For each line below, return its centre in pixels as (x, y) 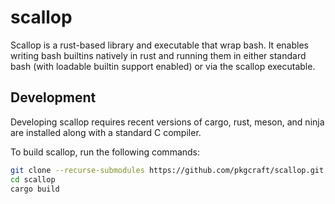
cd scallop (33, 179)
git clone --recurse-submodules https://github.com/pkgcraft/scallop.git (167, 170)
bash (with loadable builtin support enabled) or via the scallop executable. (163, 66)
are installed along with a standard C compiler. (106, 132)
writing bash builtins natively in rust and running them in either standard (158, 55)
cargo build (35, 189)
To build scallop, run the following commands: (105, 152)
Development (53, 97)
